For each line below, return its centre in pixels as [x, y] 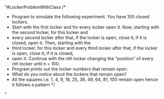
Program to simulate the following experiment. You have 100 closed [81, 16]
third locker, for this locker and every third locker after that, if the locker [85, 48]
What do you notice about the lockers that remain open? [69, 74]
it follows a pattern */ [33, 85]
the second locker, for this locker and [50, 32]
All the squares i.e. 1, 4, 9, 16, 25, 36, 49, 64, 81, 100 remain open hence [85, 79]
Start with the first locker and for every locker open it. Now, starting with [85, 27]
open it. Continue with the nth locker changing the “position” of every [82, 58]
